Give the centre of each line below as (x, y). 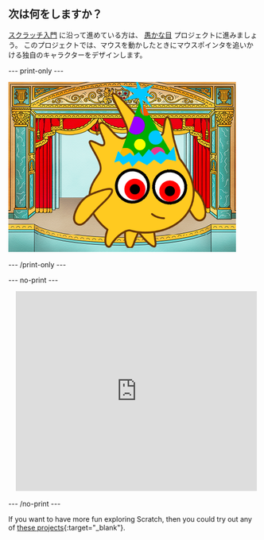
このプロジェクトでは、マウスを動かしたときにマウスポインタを (128, 45)
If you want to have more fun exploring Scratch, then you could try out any (130, 519)
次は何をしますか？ (55, 14)
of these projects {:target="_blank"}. (67, 527)
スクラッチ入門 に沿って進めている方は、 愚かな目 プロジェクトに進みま (126, 35)
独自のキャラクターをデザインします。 (84, 55)
